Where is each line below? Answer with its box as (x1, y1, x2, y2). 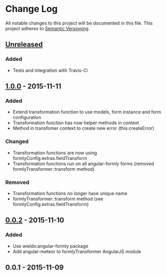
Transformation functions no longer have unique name (12, 190, 128, 196)
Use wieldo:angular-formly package (12, 243, 88, 249)
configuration (12, 114, 41, 121)
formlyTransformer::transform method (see (12, 195, 104, 202)
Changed (5, 138, 29, 145)
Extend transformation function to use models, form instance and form (12, 109, 161, 115)
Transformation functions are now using (12, 149, 97, 156)
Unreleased (5, 40, 43, 49)
